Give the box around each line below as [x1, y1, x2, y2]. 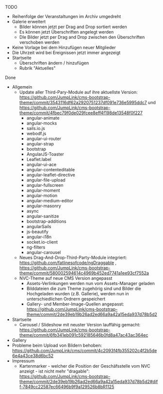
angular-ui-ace [26, 161, 57, 167]
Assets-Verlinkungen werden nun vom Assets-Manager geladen [26, 281, 155, 286]
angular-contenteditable [26, 167, 75, 172]
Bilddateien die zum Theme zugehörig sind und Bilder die [26, 286, 142, 291]
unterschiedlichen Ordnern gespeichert [26, 296, 106, 302]
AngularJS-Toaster [26, 151, 64, 157]
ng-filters [26, 244, 46, 250]
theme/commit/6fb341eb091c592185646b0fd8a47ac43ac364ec [19, 332, 148, 338]
